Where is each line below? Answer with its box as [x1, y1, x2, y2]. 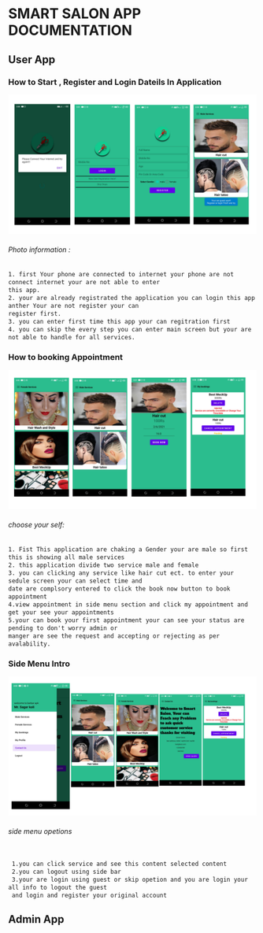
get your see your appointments [8, 608, 114, 616]
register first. [8, 309, 61, 317]
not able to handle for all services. [8, 333, 135, 341]
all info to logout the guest [8, 883, 108, 891]
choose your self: [8, 520, 65, 529]
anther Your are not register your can [8, 302, 139, 309]
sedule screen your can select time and [8, 576, 143, 585]
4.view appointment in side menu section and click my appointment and [8, 600, 248, 609]
